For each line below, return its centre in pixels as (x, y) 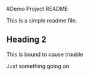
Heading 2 (27, 40)
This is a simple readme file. (42, 20)
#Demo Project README (37, 9)
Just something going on (38, 66)
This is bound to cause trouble (45, 54)
